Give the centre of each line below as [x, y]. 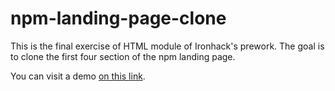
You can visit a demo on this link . [78, 76]
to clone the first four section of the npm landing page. [123, 56]
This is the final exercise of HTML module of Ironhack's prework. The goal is [167, 46]
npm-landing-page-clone [118, 18]
